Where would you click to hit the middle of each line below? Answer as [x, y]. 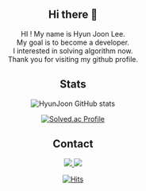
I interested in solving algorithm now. [73, 51]
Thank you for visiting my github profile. [73, 59]
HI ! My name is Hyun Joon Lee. [73, 33]
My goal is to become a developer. [73, 42]
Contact [73, 144]
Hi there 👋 [73, 15]
